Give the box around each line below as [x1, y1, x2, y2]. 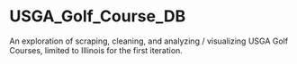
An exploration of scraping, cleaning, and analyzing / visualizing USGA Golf [9, 36, 289, 46]
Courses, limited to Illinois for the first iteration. [9, 44, 183, 55]
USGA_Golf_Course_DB [9, 6, 186, 27]
